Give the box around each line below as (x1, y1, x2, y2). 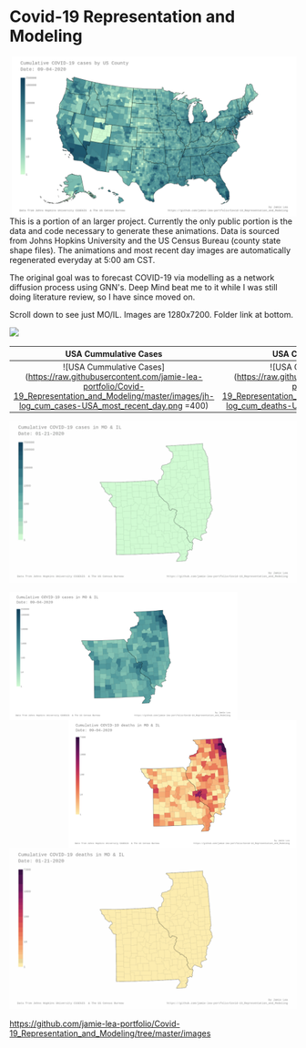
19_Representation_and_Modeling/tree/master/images (9, 1028, 211, 1039)
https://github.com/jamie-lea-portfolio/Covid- (9, 1018, 180, 1030)
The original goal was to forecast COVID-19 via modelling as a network (9, 272, 275, 283)
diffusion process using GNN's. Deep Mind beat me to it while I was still (9, 282, 278, 293)
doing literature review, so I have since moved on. (9, 291, 196, 302)
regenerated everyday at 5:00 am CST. (9, 255, 156, 266)
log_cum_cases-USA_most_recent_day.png (19, 400, 183, 411)
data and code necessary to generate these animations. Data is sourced (9, 226, 280, 237)
